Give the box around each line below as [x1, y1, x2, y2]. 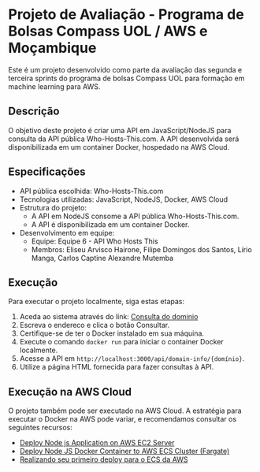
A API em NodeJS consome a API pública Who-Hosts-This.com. [31, 211, 240, 221]
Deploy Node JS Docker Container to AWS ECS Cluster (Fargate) [19, 447, 230, 456]
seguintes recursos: [8, 423, 72, 433]
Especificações [8, 165, 86, 179]
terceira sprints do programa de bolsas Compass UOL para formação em [8, 73, 245, 83]
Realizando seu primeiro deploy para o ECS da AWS [19, 455, 188, 464]
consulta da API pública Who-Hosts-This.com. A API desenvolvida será [8, 134, 240, 143]
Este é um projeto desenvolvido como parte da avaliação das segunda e [8, 65, 243, 74]
